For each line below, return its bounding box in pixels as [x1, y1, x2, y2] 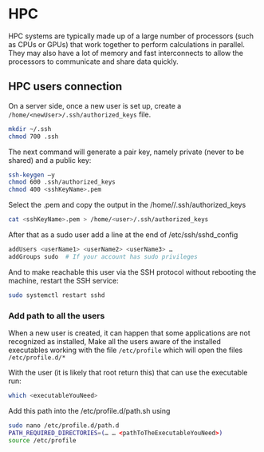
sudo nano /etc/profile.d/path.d [8, 421, 120, 430]
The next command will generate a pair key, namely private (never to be [8, 147, 245, 157]
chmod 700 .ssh [8, 133, 59, 141]
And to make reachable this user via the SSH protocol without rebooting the [8, 267, 257, 276]
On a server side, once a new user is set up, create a [8, 101, 182, 110]
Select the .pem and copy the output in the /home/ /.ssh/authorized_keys [8, 200, 246, 210]
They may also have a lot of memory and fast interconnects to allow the [8, 48, 243, 57]
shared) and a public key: [8, 155, 92, 165]
